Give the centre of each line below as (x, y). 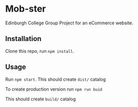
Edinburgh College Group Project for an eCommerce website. (69, 23)
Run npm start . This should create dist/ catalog (56, 79)
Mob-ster (26, 9)
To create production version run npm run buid (54, 89)
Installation (23, 39)
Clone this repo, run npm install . (40, 51)
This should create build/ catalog (41, 99)
